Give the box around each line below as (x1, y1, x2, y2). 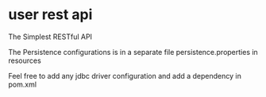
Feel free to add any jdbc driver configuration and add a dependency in (8, 71, 242, 80)
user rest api (8, 6, 93, 24)
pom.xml (8, 80, 37, 89)
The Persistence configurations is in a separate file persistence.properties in (8, 47, 258, 56)
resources (8, 56, 41, 65)
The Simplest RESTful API (8, 32, 93, 41)
